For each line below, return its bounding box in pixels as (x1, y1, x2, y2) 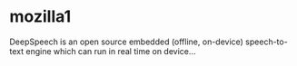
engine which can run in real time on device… (25, 45, 196, 56)
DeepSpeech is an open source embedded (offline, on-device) (9, 36, 243, 47)
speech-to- (244, 36, 288, 47)
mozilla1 (9, 6, 72, 27)
